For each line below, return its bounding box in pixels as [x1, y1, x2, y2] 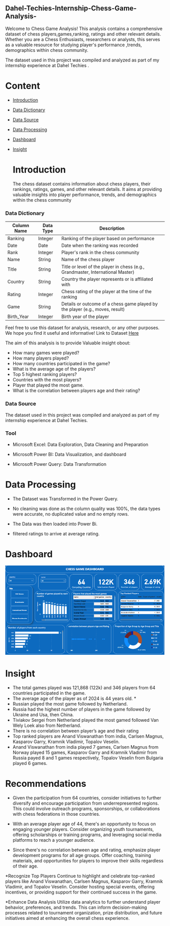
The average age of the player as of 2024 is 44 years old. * [12, 695, 137, 701]
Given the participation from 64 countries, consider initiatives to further [12, 794, 161, 801]
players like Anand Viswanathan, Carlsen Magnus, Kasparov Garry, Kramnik [5, 878, 163, 884]
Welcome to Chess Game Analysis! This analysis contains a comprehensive [5, 25, 163, 31]
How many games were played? [12, 350, 79, 356]
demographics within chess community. [5, 47, 89, 53]
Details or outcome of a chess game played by [61, 301, 158, 307]
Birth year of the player [61, 313, 109, 320]
